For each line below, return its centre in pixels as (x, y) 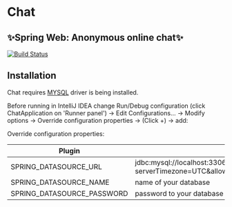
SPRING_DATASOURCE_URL (56, 166)
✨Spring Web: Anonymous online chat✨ (95, 38)
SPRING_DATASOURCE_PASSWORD (69, 193)
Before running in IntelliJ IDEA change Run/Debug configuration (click (106, 106)
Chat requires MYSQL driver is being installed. (73, 92)
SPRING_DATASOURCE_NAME (60, 182)
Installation (32, 76)
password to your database (179, 193)
